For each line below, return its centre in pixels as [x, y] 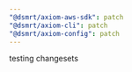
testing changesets [44, 59]
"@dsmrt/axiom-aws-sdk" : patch [66, 17]
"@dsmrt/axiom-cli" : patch [59, 25]
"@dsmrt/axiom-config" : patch [65, 33]
